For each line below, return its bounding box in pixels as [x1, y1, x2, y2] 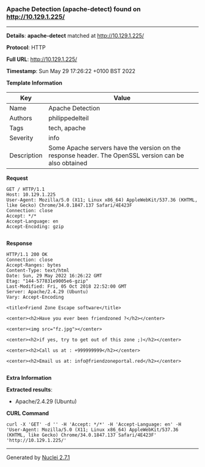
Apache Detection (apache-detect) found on [6, 5, 141, 13]
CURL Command [6, 410, 49, 417]
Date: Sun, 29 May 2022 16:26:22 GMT [6, 273, 103, 279]
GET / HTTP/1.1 [6, 187, 45, 193]
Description [9, 151, 43, 160]
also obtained [48, 159, 87, 168]
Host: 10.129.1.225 [6, 191, 56, 198]
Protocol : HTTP [6, 44, 46, 51]
